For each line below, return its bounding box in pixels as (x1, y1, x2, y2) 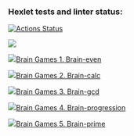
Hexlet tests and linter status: (8, 6, 123, 17)
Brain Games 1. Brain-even (16, 55, 102, 64)
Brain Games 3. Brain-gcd (16, 87, 100, 96)
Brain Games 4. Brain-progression (16, 103, 126, 113)
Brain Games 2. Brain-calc (16, 71, 101, 81)
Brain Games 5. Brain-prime (16, 120, 106, 129)
